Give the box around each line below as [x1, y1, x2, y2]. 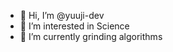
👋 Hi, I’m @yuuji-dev [19, 10, 105, 21]
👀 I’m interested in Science [19, 20, 130, 32]
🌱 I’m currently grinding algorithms [19, 31, 163, 42]
